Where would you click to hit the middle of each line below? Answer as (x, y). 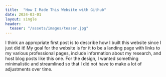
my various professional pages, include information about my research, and (83, 53)
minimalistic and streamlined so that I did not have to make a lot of (73, 64)
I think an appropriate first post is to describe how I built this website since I (83, 42)
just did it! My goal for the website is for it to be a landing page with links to (83, 48)
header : (13, 24)
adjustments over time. (29, 69)
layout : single (21, 19)
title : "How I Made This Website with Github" (56, 10)
